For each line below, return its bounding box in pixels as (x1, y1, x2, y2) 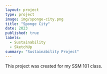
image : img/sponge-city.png (5, 16, 64, 21)
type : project (5, 12, 35, 17)
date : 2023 (5, 26, 28, 31)
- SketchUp (9, 44, 32, 49)
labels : (5, 35, 21, 40)
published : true (5, 30, 39, 35)
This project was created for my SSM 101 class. (5, 63, 102, 69)
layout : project (5, 7, 39, 12)
